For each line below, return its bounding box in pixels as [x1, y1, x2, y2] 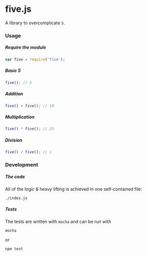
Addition [5, 91, 23, 97]
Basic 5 [5, 68, 21, 74]
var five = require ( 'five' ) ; [5, 57, 65, 62]
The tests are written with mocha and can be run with [5, 218, 111, 224]
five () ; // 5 [5, 80, 32, 85]
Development [5, 161, 39, 168]
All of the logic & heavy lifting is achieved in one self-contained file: [5, 186, 143, 192]
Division [5, 137, 23, 143]
